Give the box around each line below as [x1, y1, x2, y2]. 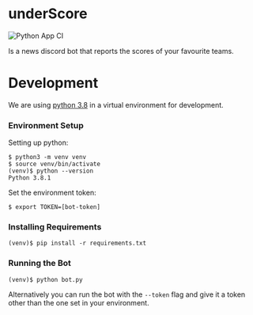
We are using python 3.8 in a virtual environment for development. [8, 100, 224, 109]
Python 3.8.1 [8, 174, 51, 182]
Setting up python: [8, 138, 69, 147]
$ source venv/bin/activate [8, 160, 101, 169]
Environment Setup [8, 120, 85, 131]
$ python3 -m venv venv [8, 154, 87, 161]
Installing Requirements [8, 222, 102, 233]
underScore [8, 5, 88, 23]
